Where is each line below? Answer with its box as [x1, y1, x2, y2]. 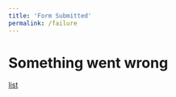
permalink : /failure [8, 19, 78, 27]
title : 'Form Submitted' [8, 11, 92, 20]
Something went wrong [8, 54, 169, 72]
